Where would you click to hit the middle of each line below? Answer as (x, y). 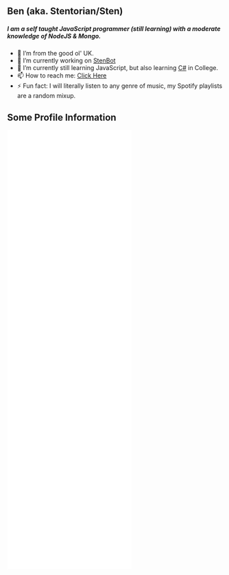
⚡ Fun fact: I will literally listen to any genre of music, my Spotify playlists (120, 86)
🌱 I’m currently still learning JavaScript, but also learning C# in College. (117, 68)
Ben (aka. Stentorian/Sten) (65, 11)
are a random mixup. (46, 96)
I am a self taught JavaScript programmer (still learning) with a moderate (114, 28)
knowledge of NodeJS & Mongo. (54, 36)
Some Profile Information (62, 117)
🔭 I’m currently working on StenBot (66, 60)
